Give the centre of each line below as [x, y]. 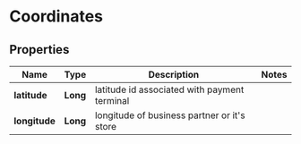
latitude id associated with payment [169, 89]
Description [174, 75]
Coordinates [56, 17]
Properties [39, 50]
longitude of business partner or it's [170, 115]
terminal [112, 101]
